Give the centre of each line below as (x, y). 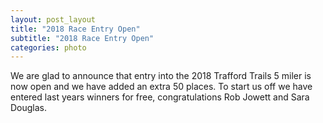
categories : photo (48, 47)
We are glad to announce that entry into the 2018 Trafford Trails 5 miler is (161, 76)
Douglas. (29, 108)
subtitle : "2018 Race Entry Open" (82, 38)
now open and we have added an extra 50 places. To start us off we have (161, 87)
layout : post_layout (53, 19)
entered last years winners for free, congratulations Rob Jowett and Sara (160, 97)
